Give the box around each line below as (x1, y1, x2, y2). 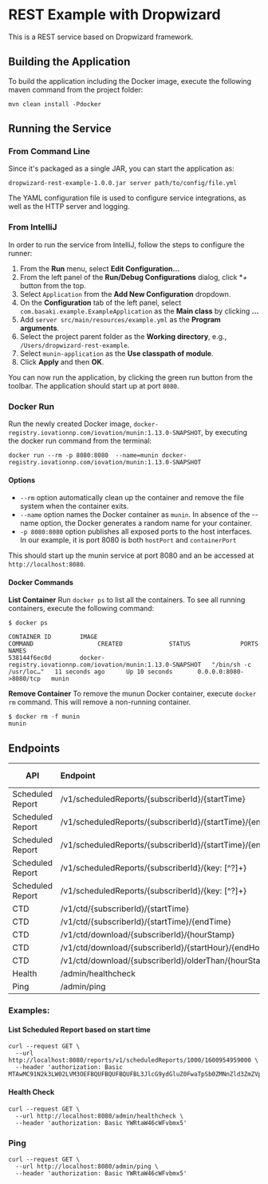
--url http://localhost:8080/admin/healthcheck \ (15, 1111, 183, 1120)
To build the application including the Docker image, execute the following (8, 76, 252, 85)
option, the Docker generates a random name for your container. (40, 519, 253, 528)
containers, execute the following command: (8, 604, 155, 614)
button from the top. (19, 281, 86, 290)
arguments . (19, 323, 60, 333)
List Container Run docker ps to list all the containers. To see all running (8, 595, 246, 605)
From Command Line (8, 146, 90, 157)
